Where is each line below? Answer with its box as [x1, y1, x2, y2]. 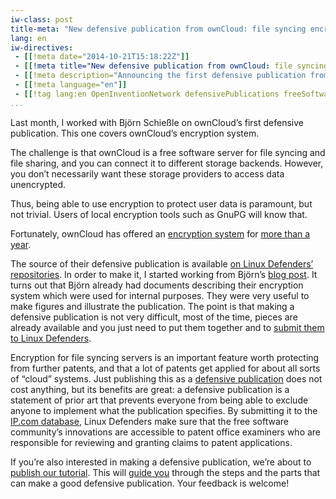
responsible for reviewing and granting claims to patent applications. [10, 436, 293, 448]
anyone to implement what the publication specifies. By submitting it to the [10, 404, 318, 416]
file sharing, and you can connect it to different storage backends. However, [10, 157, 324, 169]
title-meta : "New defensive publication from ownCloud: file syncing [10, 24, 307, 34]
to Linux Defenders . [10, 332, 92, 344]
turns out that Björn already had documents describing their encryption [10, 279, 304, 291]
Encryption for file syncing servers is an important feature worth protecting [10, 351, 320, 363]
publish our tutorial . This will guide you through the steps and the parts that [10, 466, 321, 478]
